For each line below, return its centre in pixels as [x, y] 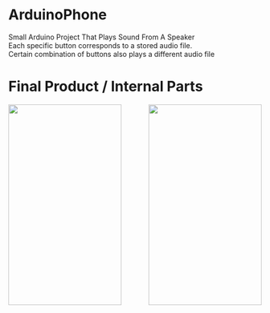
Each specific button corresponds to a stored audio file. [100, 45]
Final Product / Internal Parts [106, 87]
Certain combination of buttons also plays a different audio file [112, 54]
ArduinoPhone [57, 15]
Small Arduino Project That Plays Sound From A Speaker [102, 37]
